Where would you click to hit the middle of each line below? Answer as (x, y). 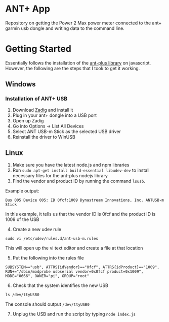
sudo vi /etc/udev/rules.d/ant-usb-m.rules (52, 239)
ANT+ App (28, 9)
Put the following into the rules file (48, 258)
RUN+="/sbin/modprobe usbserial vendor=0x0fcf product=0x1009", (74, 272)
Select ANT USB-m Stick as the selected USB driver (67, 131)
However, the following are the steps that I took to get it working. (73, 68)
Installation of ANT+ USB (36, 99)
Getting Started (38, 49)
